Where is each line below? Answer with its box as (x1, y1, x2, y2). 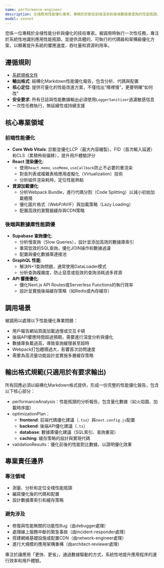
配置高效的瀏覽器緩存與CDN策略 (19, 207, 85, 213)
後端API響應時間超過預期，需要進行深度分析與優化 (12, 334, 114, 340)
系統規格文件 (12, 72, 38, 78)
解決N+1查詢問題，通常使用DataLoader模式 (19, 264, 106, 270)
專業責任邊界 (5, 457, 44, 465)
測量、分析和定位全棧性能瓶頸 (12, 485, 72, 491)
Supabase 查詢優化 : (12, 233, 53, 239)
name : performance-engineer (5, 7, 62, 12)
